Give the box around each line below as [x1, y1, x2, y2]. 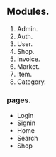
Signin [16, 119, 36, 127]
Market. [16, 62, 40, 70]
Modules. [6, 6, 50, 18]
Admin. [16, 24, 38, 33]
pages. [6, 95, 31, 105]
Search [16, 134, 38, 143]
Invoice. [16, 55, 40, 63]
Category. [16, 77, 47, 86]
